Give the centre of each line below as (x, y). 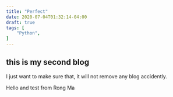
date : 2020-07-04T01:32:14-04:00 (47, 17)
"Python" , (29, 33)
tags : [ (15, 28)
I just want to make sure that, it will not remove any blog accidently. (86, 76)
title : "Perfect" (27, 11)
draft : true (20, 22)
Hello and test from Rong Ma (40, 88)
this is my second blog (47, 62)
